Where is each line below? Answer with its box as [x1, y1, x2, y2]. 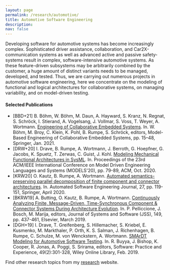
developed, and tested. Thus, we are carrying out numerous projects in [5, 73, 155, 80]
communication [5, 52, 38, 58]
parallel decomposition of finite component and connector [36, 178, 160, 185]
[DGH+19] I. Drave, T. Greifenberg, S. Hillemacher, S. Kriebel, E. [12, 222, 147, 228]
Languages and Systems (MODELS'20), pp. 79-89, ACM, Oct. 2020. [12, 167, 156, 173]
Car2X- [134, 46, 150, 52]
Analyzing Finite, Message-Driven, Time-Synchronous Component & [12, 200, 158, 206]
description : [5, 22, 33, 27]
